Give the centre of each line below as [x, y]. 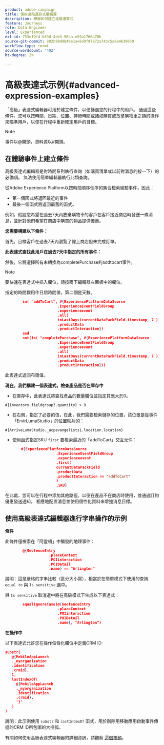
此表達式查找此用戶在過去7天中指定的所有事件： [53, 252]
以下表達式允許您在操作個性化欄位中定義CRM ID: [54, 643]
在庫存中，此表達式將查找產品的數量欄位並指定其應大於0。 [71, 396]
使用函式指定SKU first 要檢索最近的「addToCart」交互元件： [74, 440]
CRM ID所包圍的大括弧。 [38, 727]
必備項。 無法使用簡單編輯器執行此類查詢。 [48, 177]
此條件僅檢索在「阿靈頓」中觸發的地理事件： [50, 541]
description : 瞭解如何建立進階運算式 [39, 19]
